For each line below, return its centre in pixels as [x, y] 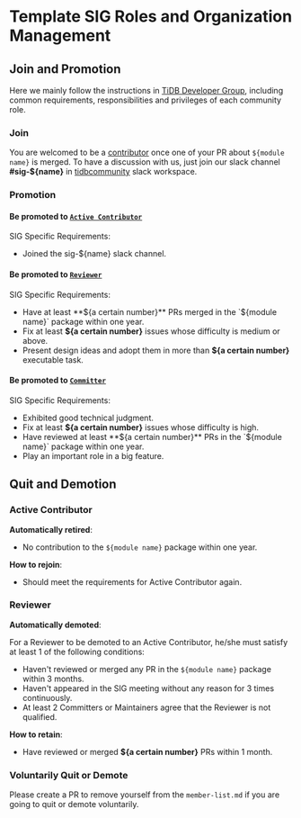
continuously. [47, 697]
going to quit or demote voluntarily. [74, 805]
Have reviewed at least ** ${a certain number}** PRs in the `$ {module [152, 436]
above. [35, 340]
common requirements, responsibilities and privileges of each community [145, 100]
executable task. [53, 360]
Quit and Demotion [63, 485]
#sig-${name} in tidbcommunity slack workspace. [103, 172]
